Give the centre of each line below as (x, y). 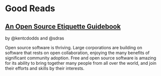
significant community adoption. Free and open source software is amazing (81, 58)
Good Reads (30, 9)
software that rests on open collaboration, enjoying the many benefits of (77, 53)
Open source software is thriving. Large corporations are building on (74, 47)
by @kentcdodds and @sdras (35, 38)
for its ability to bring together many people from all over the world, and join (81, 63)
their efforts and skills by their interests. (45, 68)
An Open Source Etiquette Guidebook (63, 27)
